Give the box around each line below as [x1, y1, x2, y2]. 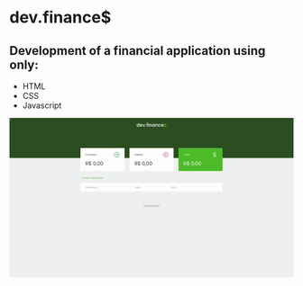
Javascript [22, 100, 62, 111]
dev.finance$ [9, 7, 112, 28]
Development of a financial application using [9, 43, 266, 58]
